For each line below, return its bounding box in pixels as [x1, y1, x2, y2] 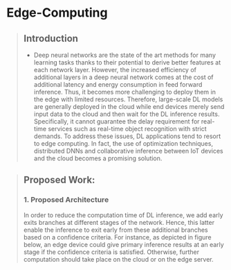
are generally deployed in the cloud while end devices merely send [33, 103, 225, 110]
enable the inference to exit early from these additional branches [23, 226, 208, 234]
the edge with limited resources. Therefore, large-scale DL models [33, 95, 223, 103]
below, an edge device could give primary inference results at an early [23, 240, 224, 248]
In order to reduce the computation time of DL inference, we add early [23, 210, 223, 219]
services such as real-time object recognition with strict [47, 125, 207, 133]
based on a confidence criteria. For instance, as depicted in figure [23, 233, 212, 241]
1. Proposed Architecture [23, 195, 109, 205]
